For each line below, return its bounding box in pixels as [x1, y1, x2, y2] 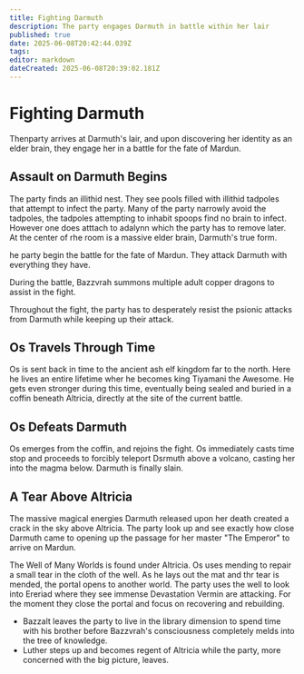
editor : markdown [9, 55, 75, 64]
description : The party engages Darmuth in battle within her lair [9, 22, 270, 31]
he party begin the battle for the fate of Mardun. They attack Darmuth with [9, 249, 288, 260]
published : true [9, 30, 71, 39]
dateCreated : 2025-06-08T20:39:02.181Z [9, 64, 161, 74]
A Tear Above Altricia [9, 489, 133, 504]
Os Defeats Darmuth [9, 419, 127, 434]
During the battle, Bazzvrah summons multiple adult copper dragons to [9, 276, 275, 287]
